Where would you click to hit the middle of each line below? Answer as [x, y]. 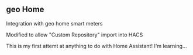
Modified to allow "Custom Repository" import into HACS [75, 35]
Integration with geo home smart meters [54, 23]
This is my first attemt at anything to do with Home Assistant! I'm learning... [96, 46]
